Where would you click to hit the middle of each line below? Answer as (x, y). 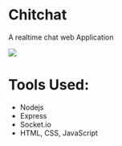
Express (33, 115)
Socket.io (36, 124)
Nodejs (32, 107)
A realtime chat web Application (61, 37)
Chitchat (38, 15)
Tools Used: (49, 85)
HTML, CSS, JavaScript (59, 133)
